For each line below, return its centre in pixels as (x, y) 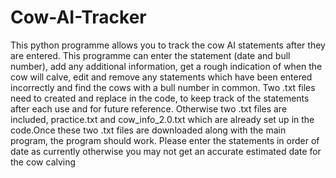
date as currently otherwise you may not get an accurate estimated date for (166, 151)
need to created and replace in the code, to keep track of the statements (160, 98)
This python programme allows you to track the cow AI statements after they (168, 45)
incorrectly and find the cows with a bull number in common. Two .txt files (163, 87)
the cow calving (43, 162)
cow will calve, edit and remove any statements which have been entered (161, 77)
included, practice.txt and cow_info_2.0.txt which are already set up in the (162, 119)
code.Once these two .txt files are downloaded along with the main (148, 130)
